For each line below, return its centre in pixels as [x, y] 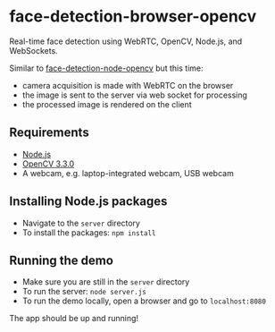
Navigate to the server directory [81, 223]
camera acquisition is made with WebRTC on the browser [128, 85]
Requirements [49, 133]
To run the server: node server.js [84, 292]
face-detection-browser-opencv [133, 17]
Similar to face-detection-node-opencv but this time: [106, 68]
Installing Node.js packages [88, 202]
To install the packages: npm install [89, 232]
